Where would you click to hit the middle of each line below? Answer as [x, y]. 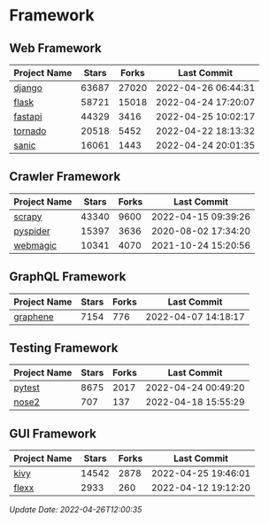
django [28, 88]
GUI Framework [53, 433]
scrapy [28, 216]
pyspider [32, 231]
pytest [27, 388]
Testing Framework [64, 348]
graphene [34, 317]
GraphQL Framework [68, 277]
